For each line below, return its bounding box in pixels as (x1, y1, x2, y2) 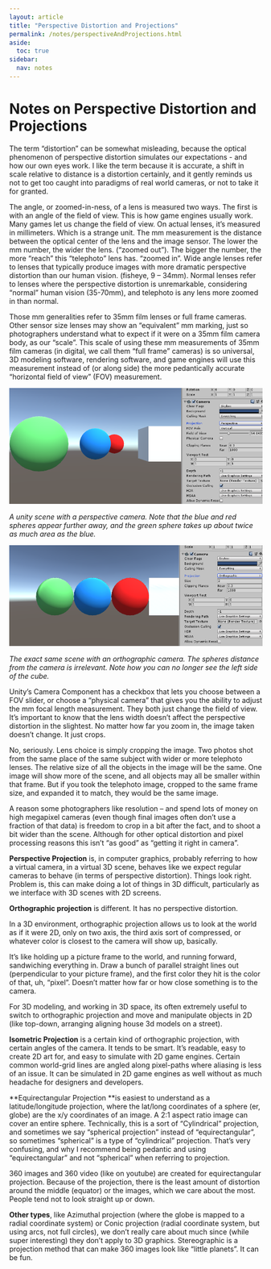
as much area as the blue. (9, 529, 96, 539)
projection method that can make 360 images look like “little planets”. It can (9, 1244, 260, 1254)
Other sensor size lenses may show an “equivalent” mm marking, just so (9, 320, 248, 330)
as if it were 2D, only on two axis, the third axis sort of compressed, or (9, 927, 242, 937)
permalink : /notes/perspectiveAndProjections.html (9, 30, 183, 38)
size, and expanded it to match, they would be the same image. (9, 788, 220, 797)
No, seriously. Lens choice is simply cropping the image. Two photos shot (9, 745, 254, 755)
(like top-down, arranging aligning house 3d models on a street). (9, 1018, 223, 1028)
